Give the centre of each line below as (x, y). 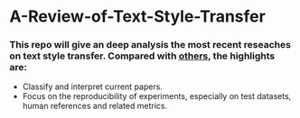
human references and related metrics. (95, 106)
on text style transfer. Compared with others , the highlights (142, 56)
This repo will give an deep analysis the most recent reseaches (150, 45)
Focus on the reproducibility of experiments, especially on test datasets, (157, 96)
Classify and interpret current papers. (92, 86)
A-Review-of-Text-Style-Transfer (138, 17)
